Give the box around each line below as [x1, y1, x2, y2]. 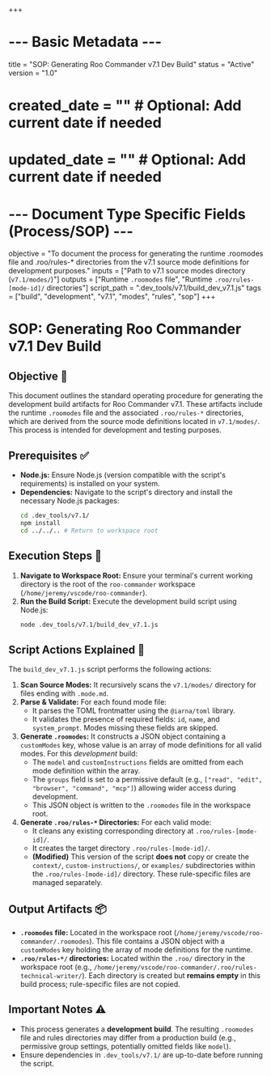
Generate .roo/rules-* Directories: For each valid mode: [19, 818, 212, 828]
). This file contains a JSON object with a [88, 936, 225, 946]
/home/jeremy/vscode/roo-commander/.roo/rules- [93, 964, 257, 972]
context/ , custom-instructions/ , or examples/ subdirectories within [32, 861, 256, 871]
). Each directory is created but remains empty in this [82, 971, 261, 980]
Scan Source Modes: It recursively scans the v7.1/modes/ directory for [19, 680, 256, 690]
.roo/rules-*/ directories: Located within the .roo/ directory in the [19, 954, 246, 963]
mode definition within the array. [32, 766, 141, 776]
